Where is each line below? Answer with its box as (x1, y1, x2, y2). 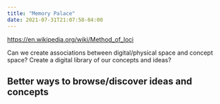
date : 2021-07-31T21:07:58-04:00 (7, 16, 103, 23)
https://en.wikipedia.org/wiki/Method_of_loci (7, 35, 134, 43)
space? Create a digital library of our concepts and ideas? (7, 55, 172, 64)
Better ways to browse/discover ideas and (7, 75, 192, 87)
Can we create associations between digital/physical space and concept (7, 49, 214, 57)
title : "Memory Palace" (7, 10, 76, 17)
